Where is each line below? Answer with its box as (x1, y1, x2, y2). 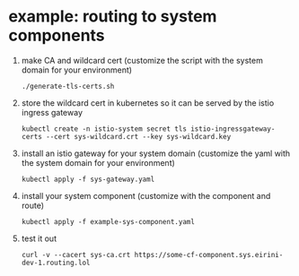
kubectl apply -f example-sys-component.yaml (21, 217, 195, 226)
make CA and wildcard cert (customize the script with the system (21, 55, 264, 65)
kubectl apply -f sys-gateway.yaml (21, 175, 155, 184)
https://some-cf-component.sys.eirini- (134, 250, 284, 259)
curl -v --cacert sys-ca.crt (21, 250, 131, 259)
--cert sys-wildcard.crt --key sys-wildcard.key (45, 132, 232, 141)
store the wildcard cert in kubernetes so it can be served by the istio (21, 97, 275, 108)
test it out (21, 233, 57, 244)
